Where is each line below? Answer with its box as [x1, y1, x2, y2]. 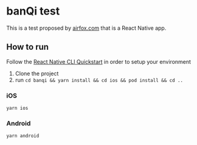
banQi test [6, 4, 60, 18]
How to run [6, 42, 49, 52]
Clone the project [15, 70, 59, 77]
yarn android [6, 133, 40, 139]
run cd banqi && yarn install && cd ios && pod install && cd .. [15, 76, 184, 83]
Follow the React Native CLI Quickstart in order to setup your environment [6, 58, 192, 65]
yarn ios [6, 105, 29, 112]
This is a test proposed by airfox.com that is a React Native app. [6, 24, 167, 32]
